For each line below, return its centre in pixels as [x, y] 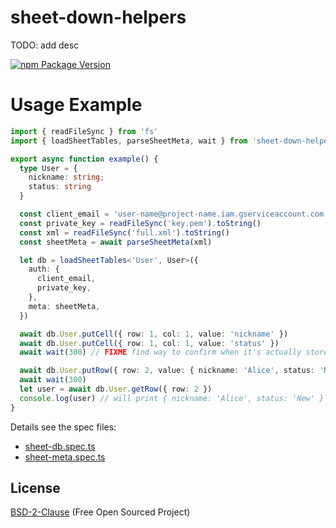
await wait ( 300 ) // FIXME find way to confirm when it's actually [160, 352]
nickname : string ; [66, 177]
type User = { [48, 168]
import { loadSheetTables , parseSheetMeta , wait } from [129, 141]
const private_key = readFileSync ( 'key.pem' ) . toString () [140, 223]
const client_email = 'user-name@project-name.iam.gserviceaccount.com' [174, 214]
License [35, 488]
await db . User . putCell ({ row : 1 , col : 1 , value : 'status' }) [149, 343]
